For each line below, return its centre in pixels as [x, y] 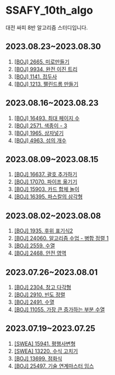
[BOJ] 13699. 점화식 [38, 358]
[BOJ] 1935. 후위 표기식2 [44, 231]
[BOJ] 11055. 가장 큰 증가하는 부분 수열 [59, 309]
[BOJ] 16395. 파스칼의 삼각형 [48, 197]
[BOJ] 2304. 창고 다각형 [43, 287]
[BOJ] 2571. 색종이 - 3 [41, 125]
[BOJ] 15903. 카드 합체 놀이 [47, 189]
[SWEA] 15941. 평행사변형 [45, 344]
